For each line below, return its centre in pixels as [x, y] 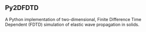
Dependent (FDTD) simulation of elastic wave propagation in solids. [72, 24]
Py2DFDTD [22, 8]
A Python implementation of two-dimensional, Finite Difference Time [73, 19]
